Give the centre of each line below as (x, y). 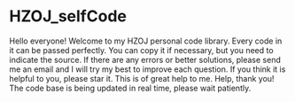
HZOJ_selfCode (68, 16)
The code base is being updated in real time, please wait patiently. (130, 88)
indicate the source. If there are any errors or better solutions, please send (145, 59)
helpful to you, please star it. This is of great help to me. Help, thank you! (142, 78)
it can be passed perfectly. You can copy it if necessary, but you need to (141, 50)
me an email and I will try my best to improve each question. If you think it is (147, 69)
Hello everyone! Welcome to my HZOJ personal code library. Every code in (146, 41)
